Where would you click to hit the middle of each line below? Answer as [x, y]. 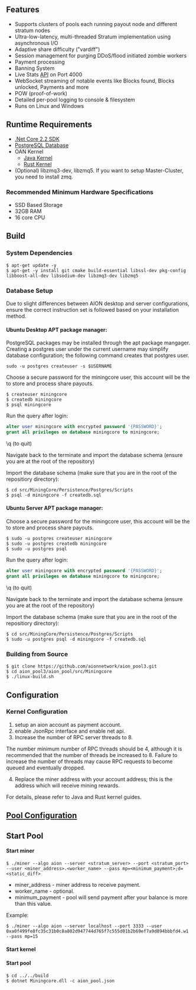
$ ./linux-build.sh [30, 677]
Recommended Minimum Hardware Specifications [80, 192]
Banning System [35, 68]
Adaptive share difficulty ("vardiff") [57, 49]
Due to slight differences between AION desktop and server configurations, [98, 303]
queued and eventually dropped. [46, 768]
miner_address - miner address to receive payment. [77, 884]
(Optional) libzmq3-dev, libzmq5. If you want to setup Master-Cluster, [99, 170]
